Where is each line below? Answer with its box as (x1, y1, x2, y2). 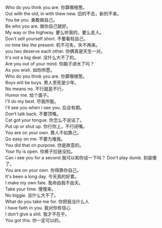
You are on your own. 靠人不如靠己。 (5, 130, 81, 135)
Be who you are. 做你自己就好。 (5, 23, 71, 29)
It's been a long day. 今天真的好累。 (5, 173, 79, 179)
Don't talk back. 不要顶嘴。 (5, 111, 61, 117)
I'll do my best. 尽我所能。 (5, 98, 59, 104)
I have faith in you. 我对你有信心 (5, 205, 71, 210)
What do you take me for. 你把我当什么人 (5, 198, 89, 204)
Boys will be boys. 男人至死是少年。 (5, 80, 79, 85)
